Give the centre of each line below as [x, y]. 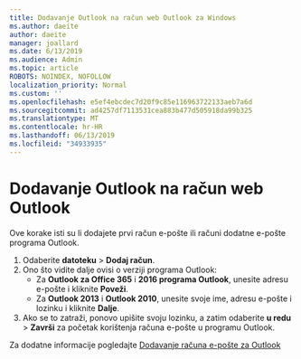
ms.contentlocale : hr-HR [56, 128]
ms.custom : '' [36, 93]
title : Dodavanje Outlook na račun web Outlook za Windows [123, 18]
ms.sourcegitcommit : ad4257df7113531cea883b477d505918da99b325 [131, 110]
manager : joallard [44, 43]
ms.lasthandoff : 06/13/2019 [62, 136]
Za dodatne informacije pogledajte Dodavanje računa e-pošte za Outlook [145, 345]
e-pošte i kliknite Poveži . [82, 288]
